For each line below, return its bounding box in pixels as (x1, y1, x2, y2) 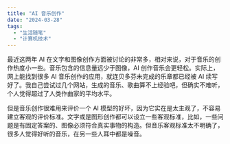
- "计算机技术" (13, 36, 51, 43)
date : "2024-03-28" (7, 16, 63, 23)
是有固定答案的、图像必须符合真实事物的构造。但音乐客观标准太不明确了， (12, 121, 224, 130)
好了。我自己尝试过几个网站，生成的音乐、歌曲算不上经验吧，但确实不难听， (7, 81, 224, 89)
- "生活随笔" (13, 29, 47, 36)
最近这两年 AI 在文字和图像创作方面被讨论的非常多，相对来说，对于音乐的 (7, 56, 215, 64)
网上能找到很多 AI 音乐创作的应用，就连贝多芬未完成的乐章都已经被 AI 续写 (7, 73, 218, 81)
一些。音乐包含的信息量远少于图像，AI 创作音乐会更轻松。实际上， (30, 64, 220, 72)
